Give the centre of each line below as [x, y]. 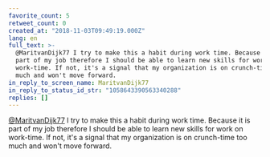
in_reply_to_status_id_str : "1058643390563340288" [95, 90]
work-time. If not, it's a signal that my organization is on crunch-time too [128, 138]
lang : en [23, 38]
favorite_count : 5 [39, 16]
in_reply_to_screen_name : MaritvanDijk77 [79, 83]
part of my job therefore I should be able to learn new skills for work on [126, 129]
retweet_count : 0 [37, 23]
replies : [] [28, 98]
